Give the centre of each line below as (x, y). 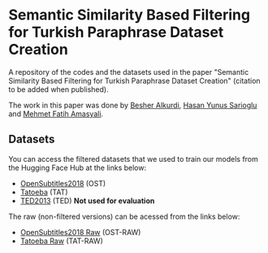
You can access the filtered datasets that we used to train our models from (133, 159)
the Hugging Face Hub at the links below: (78, 168)
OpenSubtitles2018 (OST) (63, 183)
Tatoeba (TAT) (44, 192)
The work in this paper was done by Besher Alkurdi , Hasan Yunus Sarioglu (133, 105)
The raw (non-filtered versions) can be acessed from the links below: (124, 216)
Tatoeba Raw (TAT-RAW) (62, 241)
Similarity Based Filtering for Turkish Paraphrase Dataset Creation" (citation (135, 81)
